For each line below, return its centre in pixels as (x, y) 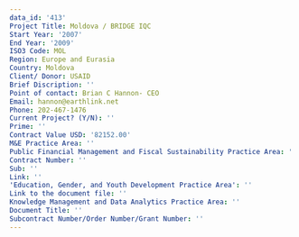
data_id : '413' (38, 18)
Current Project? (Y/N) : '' (62, 118)
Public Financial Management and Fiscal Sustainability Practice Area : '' (153, 151)
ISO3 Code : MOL (38, 51)
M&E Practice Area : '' (52, 143)
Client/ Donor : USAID (50, 77)
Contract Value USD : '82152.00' (70, 135)
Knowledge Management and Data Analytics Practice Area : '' (125, 202)
